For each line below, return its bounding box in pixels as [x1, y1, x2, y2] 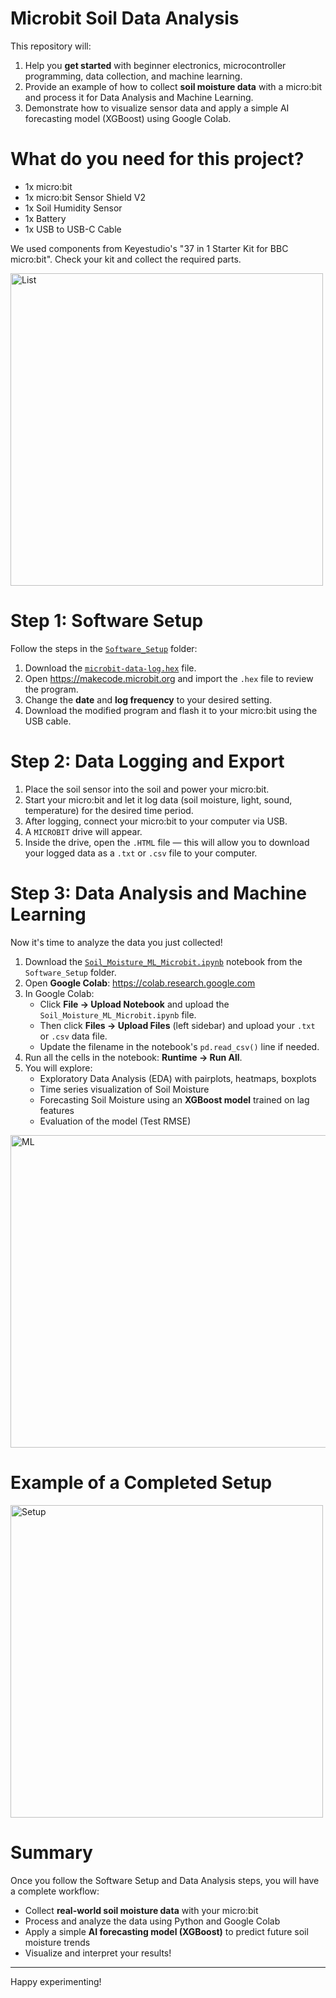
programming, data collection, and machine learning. [24, 70, 243, 82]
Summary [10, 1841, 93, 1864]
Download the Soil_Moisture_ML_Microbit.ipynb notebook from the [24, 955, 303, 967]
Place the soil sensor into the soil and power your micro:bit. [24, 783, 270, 795]
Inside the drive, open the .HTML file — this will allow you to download [24, 836, 310, 848]
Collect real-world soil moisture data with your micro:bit [24, 1904, 259, 1916]
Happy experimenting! [10, 1975, 102, 1987]
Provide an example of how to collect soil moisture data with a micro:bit [24, 80, 323, 92]
